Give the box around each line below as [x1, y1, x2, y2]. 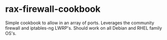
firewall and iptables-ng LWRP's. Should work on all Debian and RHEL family [5, 25, 162, 31]
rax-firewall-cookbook [5, 3, 101, 15]
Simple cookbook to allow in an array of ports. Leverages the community [5, 20, 155, 26]
